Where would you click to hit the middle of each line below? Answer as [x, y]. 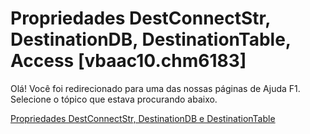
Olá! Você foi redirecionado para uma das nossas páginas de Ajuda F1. [155, 88]
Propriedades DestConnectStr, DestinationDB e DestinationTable [143, 118]
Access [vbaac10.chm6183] [128, 61]
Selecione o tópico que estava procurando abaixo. [114, 99]
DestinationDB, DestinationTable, [151, 39]
